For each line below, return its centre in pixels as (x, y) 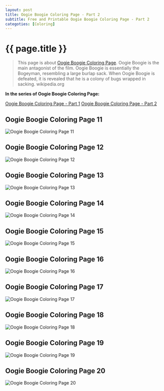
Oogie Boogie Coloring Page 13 (55, 175)
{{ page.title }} (36, 49)
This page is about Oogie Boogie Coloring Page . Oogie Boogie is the (88, 63)
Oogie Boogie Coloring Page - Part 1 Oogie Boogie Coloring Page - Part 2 (81, 104)
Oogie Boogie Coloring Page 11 (54, 120)
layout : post (19, 10)
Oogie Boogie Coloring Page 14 (55, 204)
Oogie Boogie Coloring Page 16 (55, 259)
